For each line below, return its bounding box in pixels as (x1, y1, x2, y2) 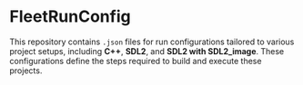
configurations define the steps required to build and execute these (9, 55, 262, 66)
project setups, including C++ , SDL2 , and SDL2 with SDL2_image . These (9, 45, 285, 56)
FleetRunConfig (9, 6, 131, 27)
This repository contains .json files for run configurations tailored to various (9, 36, 295, 47)
